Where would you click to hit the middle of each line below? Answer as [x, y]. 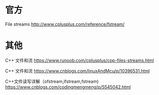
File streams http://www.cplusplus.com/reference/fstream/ [65, 24]
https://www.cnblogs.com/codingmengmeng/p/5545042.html [68, 87]
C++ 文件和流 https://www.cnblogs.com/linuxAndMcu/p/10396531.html [78, 71]
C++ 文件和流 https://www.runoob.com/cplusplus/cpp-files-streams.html [79, 60]
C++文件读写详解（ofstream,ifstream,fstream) [52, 81]
